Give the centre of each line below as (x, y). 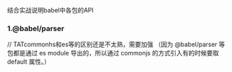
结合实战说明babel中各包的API (51, 10)
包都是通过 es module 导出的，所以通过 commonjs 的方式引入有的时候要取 (113, 53)
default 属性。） (29, 62)
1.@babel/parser (36, 28)
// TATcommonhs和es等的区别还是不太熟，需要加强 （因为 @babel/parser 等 (116, 44)
